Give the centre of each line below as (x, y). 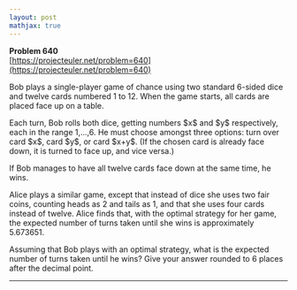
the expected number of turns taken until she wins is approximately (132, 223)
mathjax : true (35, 26)
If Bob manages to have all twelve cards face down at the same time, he (140, 168)
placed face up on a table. (57, 105)
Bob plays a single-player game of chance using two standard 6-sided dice (146, 87)
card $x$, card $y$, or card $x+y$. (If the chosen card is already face (137, 141)
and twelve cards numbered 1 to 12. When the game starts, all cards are (139, 96)
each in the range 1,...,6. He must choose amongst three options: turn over (145, 132)
